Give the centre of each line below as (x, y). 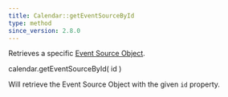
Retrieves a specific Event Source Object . (77, 54)
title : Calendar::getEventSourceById (71, 16)
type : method (30, 23)
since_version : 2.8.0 (45, 30)
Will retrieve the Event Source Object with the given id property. (114, 84)
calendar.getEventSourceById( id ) (65, 69)
